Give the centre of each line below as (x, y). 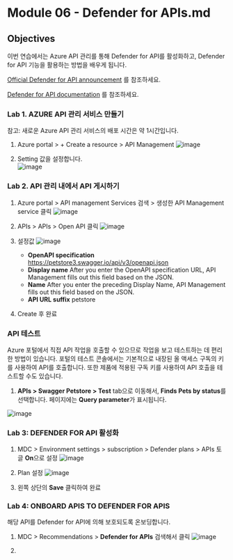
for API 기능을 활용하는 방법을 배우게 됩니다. (67, 65)
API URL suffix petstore (62, 299)
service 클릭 (34, 211)
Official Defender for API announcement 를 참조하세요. (84, 79)
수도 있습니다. (44, 376)
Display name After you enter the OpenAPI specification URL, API (122, 270)
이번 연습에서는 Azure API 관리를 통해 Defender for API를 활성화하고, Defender (116, 56)
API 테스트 (24, 334)
